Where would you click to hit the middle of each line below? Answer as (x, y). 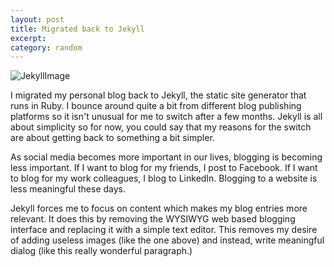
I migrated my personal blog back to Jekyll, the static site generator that (158, 95)
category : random (46, 47)
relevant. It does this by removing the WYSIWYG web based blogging (153, 219)
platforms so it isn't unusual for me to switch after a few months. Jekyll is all (166, 117)
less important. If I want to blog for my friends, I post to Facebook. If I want (164, 168)
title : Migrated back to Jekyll (77, 29)
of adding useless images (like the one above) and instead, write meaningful (167, 240)
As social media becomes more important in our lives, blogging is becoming (166, 157)
